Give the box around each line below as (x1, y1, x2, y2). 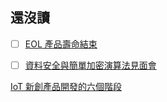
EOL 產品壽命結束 (24, 38, 98, 50)
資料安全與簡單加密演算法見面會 (24, 59, 157, 71)
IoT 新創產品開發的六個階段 (10, 80, 123, 92)
